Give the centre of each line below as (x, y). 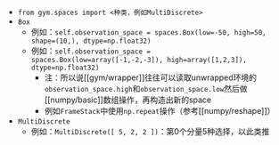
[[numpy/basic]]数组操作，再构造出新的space (128, 100)
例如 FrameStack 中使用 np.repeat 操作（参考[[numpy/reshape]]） (160, 111)
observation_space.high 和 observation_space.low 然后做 (146, 89)
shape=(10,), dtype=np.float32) (91, 41)
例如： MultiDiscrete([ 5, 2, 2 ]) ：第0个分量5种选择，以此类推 (150, 131)
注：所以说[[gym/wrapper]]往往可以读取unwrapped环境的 (150, 77)
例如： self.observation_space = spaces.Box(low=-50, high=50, (149, 32)
